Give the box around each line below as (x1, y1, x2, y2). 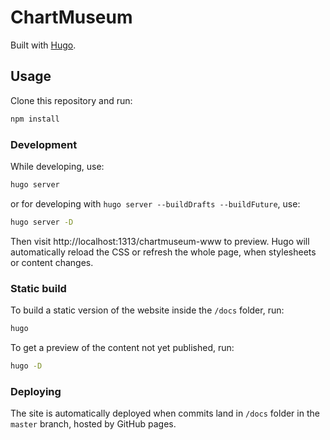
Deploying (10, 384, 62, 398)
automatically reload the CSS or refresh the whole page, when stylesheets (10, 246, 317, 258)
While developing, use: (10, 160, 105, 172)
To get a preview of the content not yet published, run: (10, 341, 235, 353)
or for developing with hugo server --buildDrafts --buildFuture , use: (10, 197, 301, 210)
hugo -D (10, 361, 43, 371)
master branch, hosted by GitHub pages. (10, 418, 177, 430)
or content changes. (10, 256, 94, 268)
